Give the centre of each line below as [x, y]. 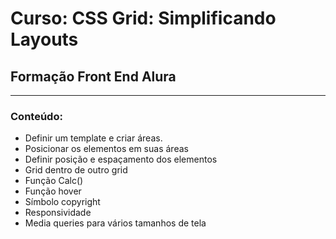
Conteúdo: [36, 116]
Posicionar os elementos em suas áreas [106, 149]
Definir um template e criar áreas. [93, 138]
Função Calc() [54, 181]
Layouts [44, 39]
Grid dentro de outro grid [76, 170]
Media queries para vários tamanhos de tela [115, 223]
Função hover [53, 191]
